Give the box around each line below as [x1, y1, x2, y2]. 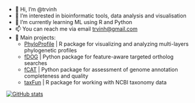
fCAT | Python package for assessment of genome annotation [24, 66, 178, 73]
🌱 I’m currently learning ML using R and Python [14, 19, 133, 25]
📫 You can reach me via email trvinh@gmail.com [14, 25, 138, 33]
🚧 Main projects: [14, 34, 56, 41]
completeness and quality [24, 72, 89, 80]
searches [24, 60, 48, 66]
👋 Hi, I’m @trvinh [14, 6, 57, 13]
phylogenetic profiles [24, 47, 77, 54]
